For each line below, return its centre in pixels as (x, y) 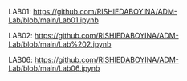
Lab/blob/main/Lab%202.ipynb (60, 44)
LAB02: (21, 36)
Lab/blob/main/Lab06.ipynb (54, 68)
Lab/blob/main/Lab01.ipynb (53, 20)
